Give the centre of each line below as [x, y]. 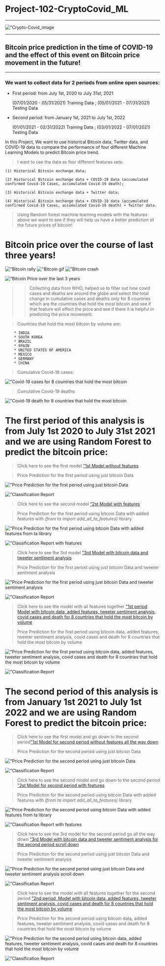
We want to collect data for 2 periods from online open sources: [82, 82]
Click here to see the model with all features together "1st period [82, 606]
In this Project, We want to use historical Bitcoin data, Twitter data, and [77, 142]
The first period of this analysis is [75, 421]
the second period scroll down [48, 844]
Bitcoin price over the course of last [79, 245]
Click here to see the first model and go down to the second [78, 736]
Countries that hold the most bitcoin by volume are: [69, 324]
